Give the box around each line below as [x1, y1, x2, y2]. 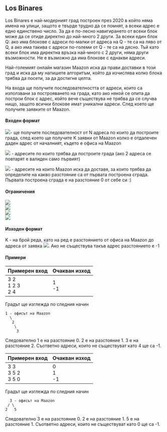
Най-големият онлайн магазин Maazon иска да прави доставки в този [5, 64, 156, 70]
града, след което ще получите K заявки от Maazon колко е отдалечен [5, 135, 157, 141]
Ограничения [5, 188, 35, 194]
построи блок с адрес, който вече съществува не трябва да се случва [5, 95, 157, 101]
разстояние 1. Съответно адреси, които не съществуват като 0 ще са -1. [5, 421, 160, 427]
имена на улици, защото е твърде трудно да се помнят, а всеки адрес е [5, 23, 159, 29]
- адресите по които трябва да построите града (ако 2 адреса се [11, 151, 151, 157]
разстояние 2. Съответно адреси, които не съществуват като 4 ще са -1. [5, 343, 161, 349]
